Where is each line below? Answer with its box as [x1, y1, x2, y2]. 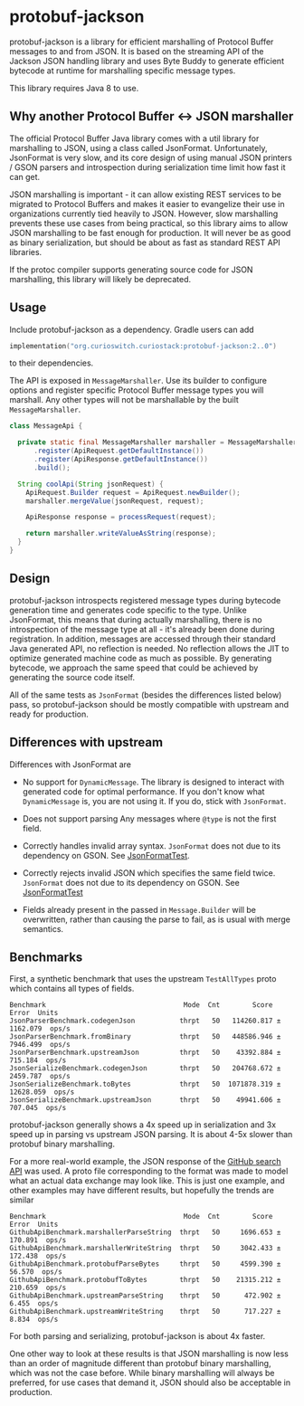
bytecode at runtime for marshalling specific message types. [9, 65, 236, 76]
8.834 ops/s [9, 1315, 59, 1325]
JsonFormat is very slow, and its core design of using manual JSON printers [9, 152, 292, 163]
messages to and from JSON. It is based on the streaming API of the [9, 45, 264, 56]
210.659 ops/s [9, 1283, 67, 1293]
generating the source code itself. [9, 671, 136, 682]
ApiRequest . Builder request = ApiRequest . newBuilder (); [25, 488, 242, 497]
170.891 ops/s [9, 1236, 67, 1245]
